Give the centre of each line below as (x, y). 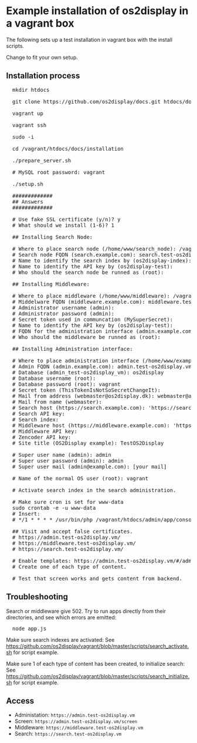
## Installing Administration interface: (72, 349)
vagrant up (28, 113)
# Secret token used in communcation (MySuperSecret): (93, 319)
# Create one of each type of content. (69, 567)
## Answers (28, 202)
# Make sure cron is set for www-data (68, 502)
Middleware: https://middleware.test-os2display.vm (79, 728)
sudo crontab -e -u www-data (54, 508)
